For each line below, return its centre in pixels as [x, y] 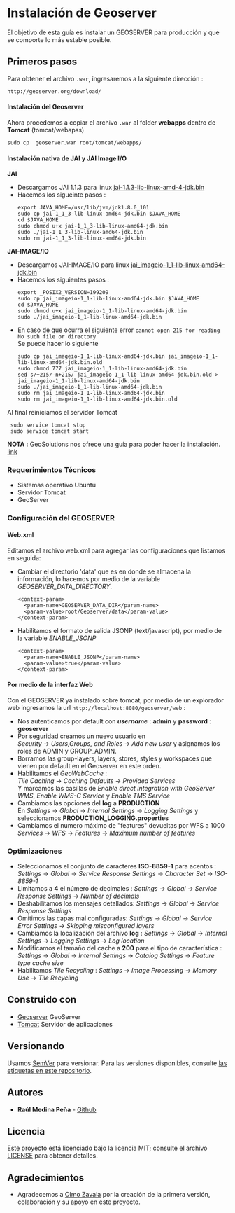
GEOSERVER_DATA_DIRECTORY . [65, 586]
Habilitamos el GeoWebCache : [62, 773]
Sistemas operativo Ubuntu [57, 485]
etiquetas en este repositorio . [50, 1070]
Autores [25, 1093]
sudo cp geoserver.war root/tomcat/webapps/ [74, 143]
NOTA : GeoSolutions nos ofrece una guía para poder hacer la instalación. [114, 444]
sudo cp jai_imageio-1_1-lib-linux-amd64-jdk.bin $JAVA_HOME [108, 299]
